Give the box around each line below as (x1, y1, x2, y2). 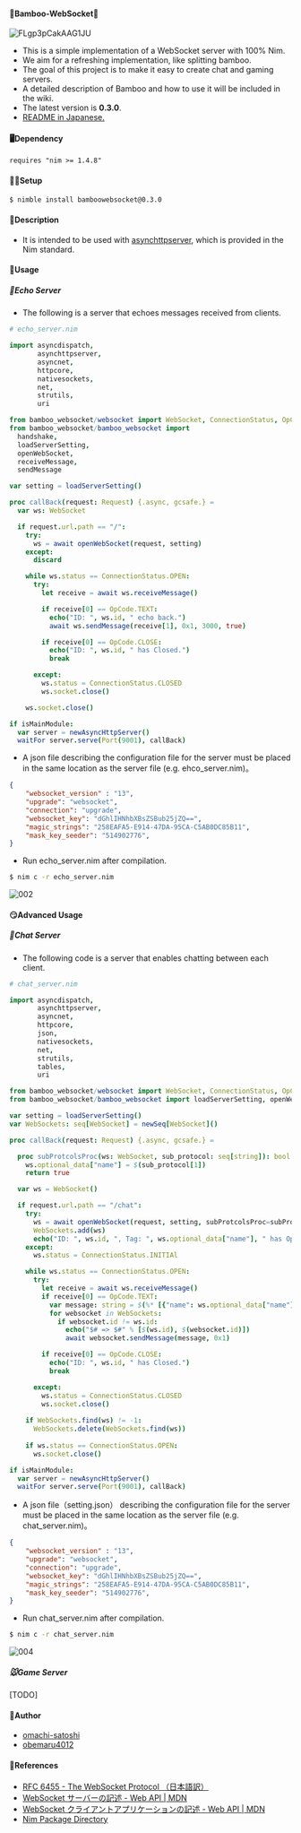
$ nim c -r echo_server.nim (9, 873, 115, 882)
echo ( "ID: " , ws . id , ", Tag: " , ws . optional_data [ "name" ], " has (32, 1234, 282, 1243)
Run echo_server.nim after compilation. (21, 855, 168, 866)
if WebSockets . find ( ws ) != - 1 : (25, 1416, 142, 1425)
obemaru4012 (21, 1740, 74, 1751)
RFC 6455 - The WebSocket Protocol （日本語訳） (21, 1781, 209, 1792)
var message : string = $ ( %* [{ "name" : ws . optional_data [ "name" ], (48, 1301, 298, 1310)
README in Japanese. (21, 112, 106, 123)
